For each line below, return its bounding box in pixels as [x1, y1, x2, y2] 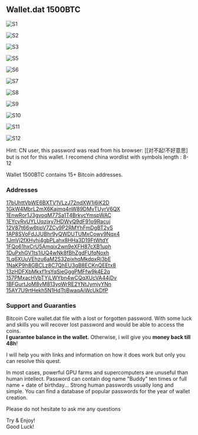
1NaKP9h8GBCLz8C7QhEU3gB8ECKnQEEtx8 [6, 262, 116, 269]
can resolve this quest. [6, 358, 61, 365]
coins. [6, 327, 21, 335]
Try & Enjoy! [6, 417, 35, 424]
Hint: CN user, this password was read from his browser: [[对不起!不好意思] [6, 147, 189, 154]
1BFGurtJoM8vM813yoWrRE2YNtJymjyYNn [6, 281, 112, 288]
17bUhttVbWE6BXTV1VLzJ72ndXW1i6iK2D [6, 199, 110, 206]
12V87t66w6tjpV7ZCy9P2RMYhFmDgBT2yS [6, 224, 113, 232]
